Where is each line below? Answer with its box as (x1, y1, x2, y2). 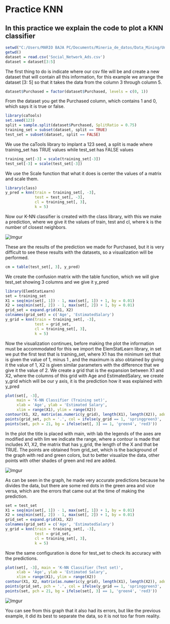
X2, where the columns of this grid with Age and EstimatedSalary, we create (5, 372, 164, 378)
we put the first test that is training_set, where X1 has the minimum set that (5, 351, 161, 357)
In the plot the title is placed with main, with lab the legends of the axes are (5, 431, 161, 437)
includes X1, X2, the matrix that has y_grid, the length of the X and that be (5, 441, 158, 447)
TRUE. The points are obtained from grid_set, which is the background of (5, 447, 158, 453)
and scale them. (5, 176, 39, 182)
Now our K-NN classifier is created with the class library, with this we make (5, 213, 162, 219)
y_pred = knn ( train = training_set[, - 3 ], (5, 190, 96, 196)
